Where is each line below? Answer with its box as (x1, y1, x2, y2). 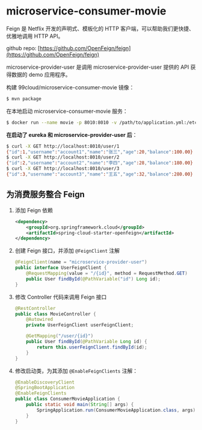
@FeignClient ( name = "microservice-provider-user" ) (14, 259, 147, 265)
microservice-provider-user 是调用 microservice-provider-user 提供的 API (6, 63, 189, 71)
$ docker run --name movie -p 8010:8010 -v (6, 119, 117, 125)
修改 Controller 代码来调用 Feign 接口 (14, 293, 107, 300)
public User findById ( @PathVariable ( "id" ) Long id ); (26, 276, 161, 282)
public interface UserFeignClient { (14, 265, 107, 271)
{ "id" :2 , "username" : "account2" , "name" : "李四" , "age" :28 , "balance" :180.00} (6, 160, 194, 166)
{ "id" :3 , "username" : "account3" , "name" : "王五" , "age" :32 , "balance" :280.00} (6, 171, 194, 177)
